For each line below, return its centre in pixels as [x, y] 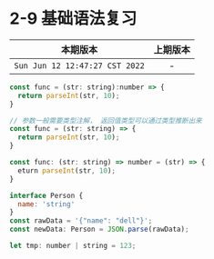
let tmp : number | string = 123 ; [73, 246]
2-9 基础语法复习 [73, 19]
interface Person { [46, 195]
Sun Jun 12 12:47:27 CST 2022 [80, 65]
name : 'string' [46, 204]
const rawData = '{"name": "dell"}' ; [81, 221]
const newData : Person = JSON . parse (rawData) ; [99, 229]
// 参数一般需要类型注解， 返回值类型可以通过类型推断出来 [106, 120]
